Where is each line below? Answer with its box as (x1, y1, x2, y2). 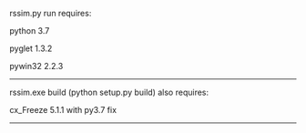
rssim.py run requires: (9, 8, 92, 18)
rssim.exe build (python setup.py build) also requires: (9, 87, 209, 97)
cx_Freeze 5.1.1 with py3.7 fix (9, 105, 117, 115)
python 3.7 (9, 26, 50, 36)
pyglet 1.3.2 (9, 43, 53, 54)
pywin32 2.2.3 (9, 61, 64, 71)
